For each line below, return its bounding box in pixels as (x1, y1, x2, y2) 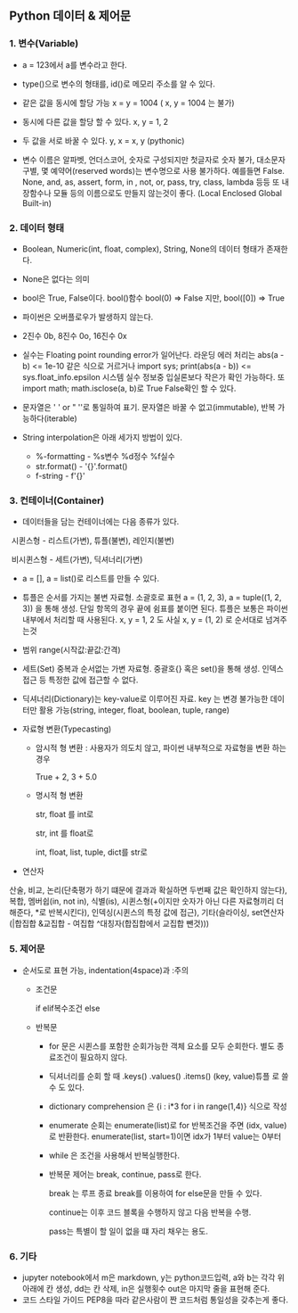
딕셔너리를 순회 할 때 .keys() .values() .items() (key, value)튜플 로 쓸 (48, 1070, 289, 1081)
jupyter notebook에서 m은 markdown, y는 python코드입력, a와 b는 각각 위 (21, 1272, 285, 1283)
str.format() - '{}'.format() (35, 460, 128, 471)
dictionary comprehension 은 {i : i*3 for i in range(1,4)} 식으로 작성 (48, 1101, 287, 1111)
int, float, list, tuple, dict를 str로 (35, 846, 149, 858)
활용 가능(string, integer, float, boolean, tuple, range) (38, 705, 230, 715)
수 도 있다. (48, 1082, 85, 1093)
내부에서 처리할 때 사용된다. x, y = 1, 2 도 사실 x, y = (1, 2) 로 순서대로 (21, 615, 264, 625)
